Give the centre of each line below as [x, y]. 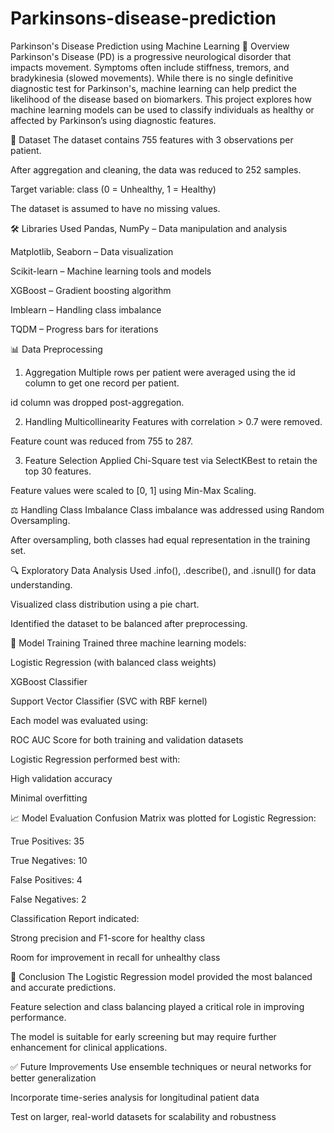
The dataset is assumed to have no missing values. [115, 208]
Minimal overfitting [49, 798]
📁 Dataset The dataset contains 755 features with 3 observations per [152, 139]
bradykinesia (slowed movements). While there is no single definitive [152, 78]
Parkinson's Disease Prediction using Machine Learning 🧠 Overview [150, 46]
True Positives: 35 [47, 841]
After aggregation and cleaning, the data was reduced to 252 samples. [156, 169]
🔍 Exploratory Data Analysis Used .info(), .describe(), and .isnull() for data [163, 570]
